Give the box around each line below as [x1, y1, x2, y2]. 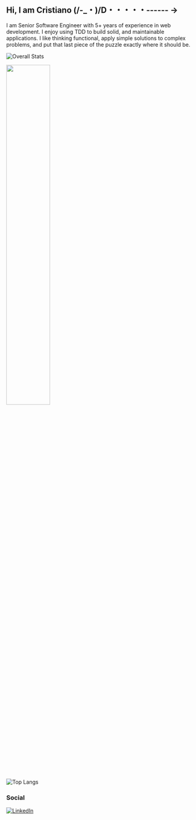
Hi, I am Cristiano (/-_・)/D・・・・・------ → [6, 5, 179, 16]
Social [6, 793, 25, 802]
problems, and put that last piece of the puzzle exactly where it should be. [6, 41, 191, 48]
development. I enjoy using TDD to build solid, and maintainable [6, 28, 165, 35]
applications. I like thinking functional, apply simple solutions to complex [6, 35, 186, 42]
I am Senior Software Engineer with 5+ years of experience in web [6, 21, 171, 28]
